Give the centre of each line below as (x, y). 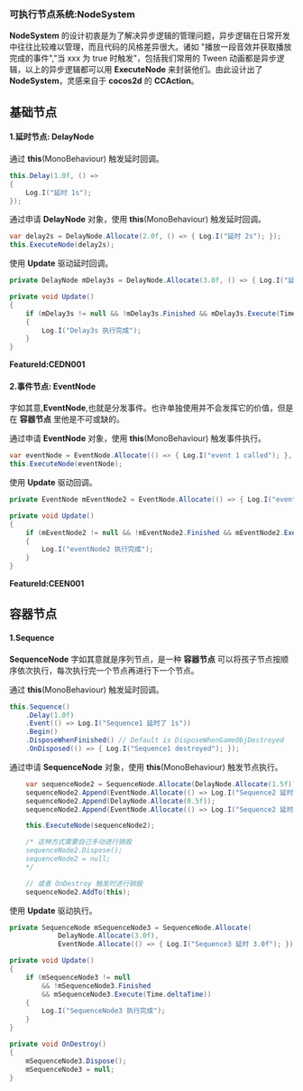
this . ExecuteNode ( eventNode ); (66, 464)
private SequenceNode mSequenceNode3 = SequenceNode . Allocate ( (131, 927)
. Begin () (42, 732)
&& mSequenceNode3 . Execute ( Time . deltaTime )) (127, 994)
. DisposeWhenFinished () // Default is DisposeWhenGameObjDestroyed (155, 740)
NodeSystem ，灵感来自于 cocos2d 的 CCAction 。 (104, 81)
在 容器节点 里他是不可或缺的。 (67, 419)
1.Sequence (32, 638)
